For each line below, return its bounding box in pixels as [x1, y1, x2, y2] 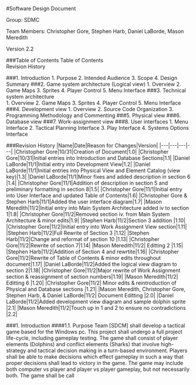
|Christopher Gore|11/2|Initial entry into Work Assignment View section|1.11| [6, 223, 187, 230]
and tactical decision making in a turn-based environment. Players [27, 347, 188, 354]
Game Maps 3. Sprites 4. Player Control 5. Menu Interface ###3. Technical [6, 87, 186, 93]
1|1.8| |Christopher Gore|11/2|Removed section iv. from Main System [6, 211, 170, 217]
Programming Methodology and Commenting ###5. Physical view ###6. [6, 112, 181, 119]
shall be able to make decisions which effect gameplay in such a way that [6, 353, 184, 360]
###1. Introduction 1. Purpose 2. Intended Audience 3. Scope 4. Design [6, 75, 178, 81]
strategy [6, 347, 26, 354]
